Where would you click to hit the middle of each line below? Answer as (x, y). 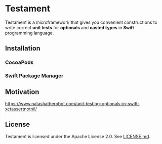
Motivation (22, 92)
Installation (23, 48)
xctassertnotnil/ (21, 109)
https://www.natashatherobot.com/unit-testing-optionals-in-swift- (72, 103)
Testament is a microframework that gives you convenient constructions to (81, 22)
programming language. (30, 33)
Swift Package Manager (34, 76)
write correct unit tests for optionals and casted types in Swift (70, 27)
